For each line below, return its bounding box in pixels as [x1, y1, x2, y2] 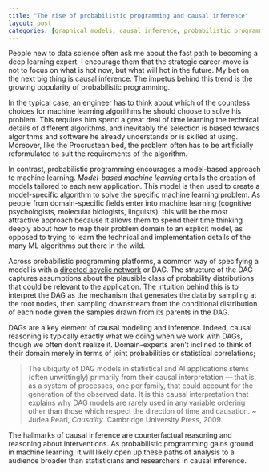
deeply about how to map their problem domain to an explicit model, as [8, 224, 243, 234]
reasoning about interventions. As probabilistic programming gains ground [8, 439, 254, 449]
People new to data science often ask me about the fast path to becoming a [8, 49, 259, 58]
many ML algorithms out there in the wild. [8, 241, 146, 250]
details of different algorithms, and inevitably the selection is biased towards [8, 123, 260, 133]
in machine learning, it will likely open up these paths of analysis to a [8, 447, 235, 457]
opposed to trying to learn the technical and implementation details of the [8, 233, 251, 242]
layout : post [8, 19, 52, 27]
